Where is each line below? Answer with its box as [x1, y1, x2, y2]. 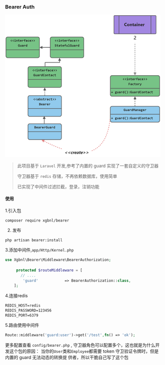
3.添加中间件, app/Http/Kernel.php [5, 247, 74, 253]
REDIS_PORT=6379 [5, 313, 38, 318]
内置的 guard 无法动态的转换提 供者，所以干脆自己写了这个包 [5, 355, 129, 361]
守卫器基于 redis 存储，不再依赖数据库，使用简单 [17, 173, 117, 179]
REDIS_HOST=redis [5, 303, 41, 308]
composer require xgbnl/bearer [5, 218, 69, 223]
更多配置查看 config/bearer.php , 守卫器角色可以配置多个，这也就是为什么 [5, 342, 156, 348]
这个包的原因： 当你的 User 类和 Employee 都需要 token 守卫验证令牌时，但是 [9, 348, 159, 354]
